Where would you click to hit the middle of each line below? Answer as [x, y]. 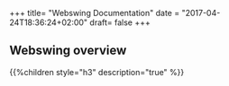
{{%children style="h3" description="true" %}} [97, 72]
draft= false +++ [120, 22]
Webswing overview [68, 51]
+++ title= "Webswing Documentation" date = [95, 13]
